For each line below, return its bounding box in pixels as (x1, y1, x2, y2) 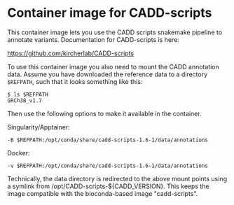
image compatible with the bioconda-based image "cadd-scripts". (7, 189, 198, 197)
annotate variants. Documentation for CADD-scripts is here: (7, 35, 180, 43)
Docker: (7, 148, 30, 157)
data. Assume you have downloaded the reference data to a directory (7, 70, 208, 78)
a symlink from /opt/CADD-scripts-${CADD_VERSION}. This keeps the (7, 182, 209, 190)
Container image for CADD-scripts (7, 5, 212, 21)
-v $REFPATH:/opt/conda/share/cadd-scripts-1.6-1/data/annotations (7, 162, 209, 169)
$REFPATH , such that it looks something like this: (7, 77, 143, 85)
